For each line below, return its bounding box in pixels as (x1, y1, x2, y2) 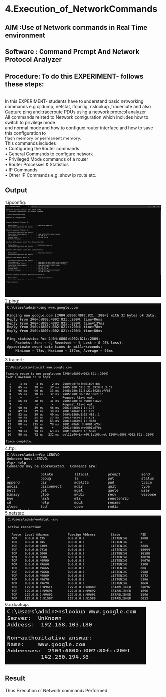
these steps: (5, 80, 44, 89)
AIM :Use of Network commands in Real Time (5, 23, 148, 32)
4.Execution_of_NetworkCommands (5, 3, 158, 15)
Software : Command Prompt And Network (5, 47, 140, 56)
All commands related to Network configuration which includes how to (5, 114, 149, 120)
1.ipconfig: (5, 199, 26, 205)
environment (5, 31, 45, 39)
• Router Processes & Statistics (5, 161, 69, 167)
